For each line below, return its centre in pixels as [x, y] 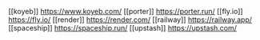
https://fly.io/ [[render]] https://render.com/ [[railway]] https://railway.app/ [130, 20]
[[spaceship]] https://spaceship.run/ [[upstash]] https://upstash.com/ [123, 28]
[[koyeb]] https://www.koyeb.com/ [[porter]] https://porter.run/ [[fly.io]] [126, 11]
